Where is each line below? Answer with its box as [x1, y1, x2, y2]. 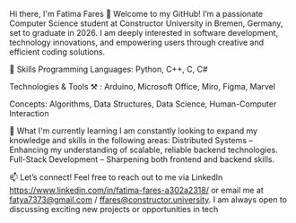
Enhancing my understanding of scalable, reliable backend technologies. [9, 144, 278, 155]
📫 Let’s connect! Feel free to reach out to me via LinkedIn [9, 172, 223, 183]
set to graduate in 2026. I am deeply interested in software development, [9, 28, 279, 38]
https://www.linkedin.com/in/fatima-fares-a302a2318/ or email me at [9, 184, 265, 195]
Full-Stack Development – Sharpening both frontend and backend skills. [9, 154, 275, 165]
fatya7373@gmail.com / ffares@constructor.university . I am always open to [9, 194, 287, 205]
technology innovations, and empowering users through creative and [9, 37, 265, 47]
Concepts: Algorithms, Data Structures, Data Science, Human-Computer [9, 99, 277, 109]
